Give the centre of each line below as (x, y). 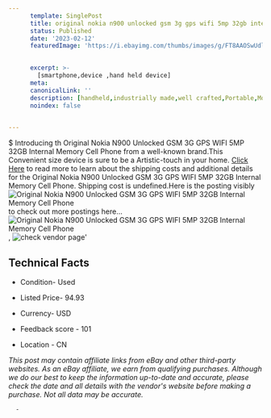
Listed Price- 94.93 (52, 297)
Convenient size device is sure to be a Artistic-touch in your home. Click (128, 160)
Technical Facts (49, 263)
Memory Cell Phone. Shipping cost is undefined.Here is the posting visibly (132, 186)
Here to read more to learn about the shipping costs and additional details (131, 169)
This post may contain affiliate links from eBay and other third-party (122, 360)
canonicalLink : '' (60, 90)
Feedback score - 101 (56, 328)
